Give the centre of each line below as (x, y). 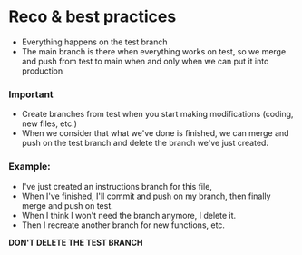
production (42, 71)
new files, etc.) (49, 123)
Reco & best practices (93, 17)
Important (31, 94)
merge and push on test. (68, 205)
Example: (29, 167)
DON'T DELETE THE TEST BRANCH (76, 242)
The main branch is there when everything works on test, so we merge (154, 51)
